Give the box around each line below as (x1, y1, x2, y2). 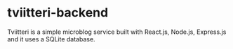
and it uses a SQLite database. (7, 35, 96, 43)
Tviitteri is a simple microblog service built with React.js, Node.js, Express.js (7, 28, 227, 36)
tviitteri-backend (7, 5, 109, 21)
